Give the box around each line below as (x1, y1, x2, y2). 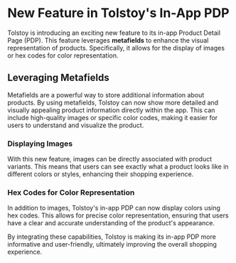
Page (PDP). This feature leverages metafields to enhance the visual (7, 36, 209, 44)
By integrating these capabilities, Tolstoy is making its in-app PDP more (7, 232, 217, 241)
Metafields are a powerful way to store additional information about (7, 90, 205, 99)
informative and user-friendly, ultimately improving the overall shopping (7, 240, 217, 249)
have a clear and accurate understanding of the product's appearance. (7, 219, 215, 227)
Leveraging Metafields (7, 72, 109, 84)
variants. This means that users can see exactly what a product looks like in (7, 162, 229, 171)
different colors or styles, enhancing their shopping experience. (7, 170, 194, 178)
